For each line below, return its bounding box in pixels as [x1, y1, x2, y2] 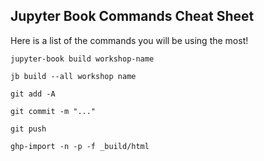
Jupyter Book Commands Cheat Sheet [10, 8, 255, 25]
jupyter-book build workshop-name [10, 54, 155, 64]
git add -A [10, 89, 56, 99]
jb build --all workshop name [10, 71, 137, 81]
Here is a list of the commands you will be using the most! [10, 34, 249, 46]
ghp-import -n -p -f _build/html [10, 141, 150, 151]
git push [10, 124, 47, 134]
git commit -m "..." [10, 106, 97, 116]
